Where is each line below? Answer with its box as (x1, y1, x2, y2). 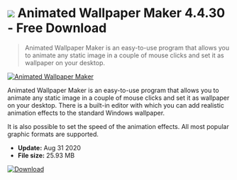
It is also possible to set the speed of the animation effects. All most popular (7, 122, 229, 130)
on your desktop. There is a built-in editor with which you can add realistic (7, 101, 225, 109)
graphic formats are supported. (7, 130, 99, 138)
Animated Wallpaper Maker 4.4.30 (17, 5, 226, 21)
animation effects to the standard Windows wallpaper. (7, 108, 165, 117)
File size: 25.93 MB (17, 151, 75, 159)
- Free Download (7, 20, 107, 36)
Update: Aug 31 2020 (17, 143, 82, 152)
